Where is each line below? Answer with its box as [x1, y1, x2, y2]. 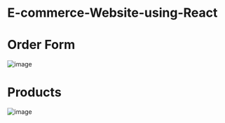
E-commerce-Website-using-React [7, 5, 218, 21]
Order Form [7, 37, 76, 53]
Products [7, 85, 62, 101]
